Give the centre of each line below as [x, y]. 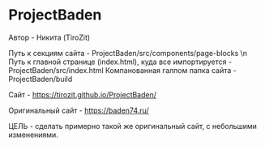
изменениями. [33, 135]
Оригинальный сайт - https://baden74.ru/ [79, 110]
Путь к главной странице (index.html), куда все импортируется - [120, 62]
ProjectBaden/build [41, 79]
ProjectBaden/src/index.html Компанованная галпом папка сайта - [122, 70]
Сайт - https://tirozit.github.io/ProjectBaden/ [82, 94]
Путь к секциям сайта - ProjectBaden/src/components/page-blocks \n [128, 53]
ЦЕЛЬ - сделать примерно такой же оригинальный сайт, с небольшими [133, 126]
